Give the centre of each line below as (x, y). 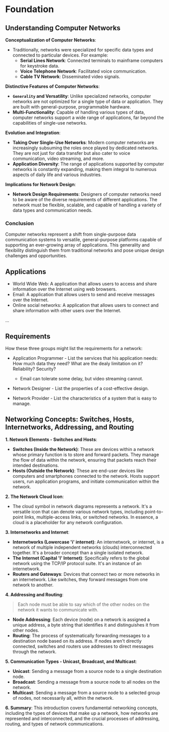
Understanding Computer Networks (63, 28)
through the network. (35, 651)
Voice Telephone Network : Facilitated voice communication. (83, 71)
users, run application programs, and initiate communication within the (86, 481)
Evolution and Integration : (33, 133)
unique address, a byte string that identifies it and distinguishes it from (86, 625)
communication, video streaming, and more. (58, 158)
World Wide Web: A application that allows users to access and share (85, 284)
